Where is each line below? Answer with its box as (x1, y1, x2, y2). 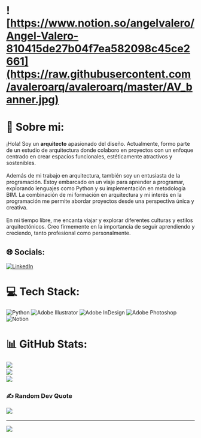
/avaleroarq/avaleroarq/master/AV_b (6, 80, 193, 94)
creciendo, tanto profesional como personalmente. (6, 229, 131, 237)
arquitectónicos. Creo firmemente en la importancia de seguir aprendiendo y (6, 223, 195, 230)
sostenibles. (6, 160, 36, 167)
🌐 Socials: (6, 247, 45, 257)
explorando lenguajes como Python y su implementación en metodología (6, 185, 186, 192)
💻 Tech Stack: (6, 285, 80, 299)
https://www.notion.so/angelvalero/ (10, 16, 195, 30)
